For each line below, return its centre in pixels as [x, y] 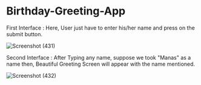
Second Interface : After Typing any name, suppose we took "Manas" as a [99, 57]
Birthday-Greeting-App [66, 11]
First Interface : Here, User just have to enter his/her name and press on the [100, 28]
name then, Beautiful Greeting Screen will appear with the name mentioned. [101, 64]
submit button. [24, 34]
